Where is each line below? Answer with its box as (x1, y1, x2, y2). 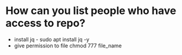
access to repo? (5, 16, 86, 30)
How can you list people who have (5, 4, 177, 18)
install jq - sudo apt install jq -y (14, 36, 90, 43)
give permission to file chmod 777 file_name (14, 42, 122, 49)
